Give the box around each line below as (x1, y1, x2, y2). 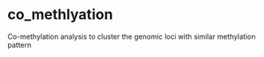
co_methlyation (7, 6, 113, 24)
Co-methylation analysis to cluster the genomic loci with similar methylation (7, 32, 256, 41)
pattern (7, 40, 32, 49)
